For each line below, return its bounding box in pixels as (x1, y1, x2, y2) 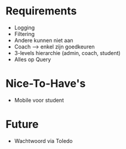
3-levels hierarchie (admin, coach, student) (14, 49, 121, 56)
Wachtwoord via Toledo (14, 137, 73, 144)
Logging (14, 24, 35, 31)
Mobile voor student (14, 96, 64, 104)
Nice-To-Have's (5, 77, 86, 90)
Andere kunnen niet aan (14, 37, 73, 44)
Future (5, 118, 39, 131)
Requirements (5, 4, 77, 18)
